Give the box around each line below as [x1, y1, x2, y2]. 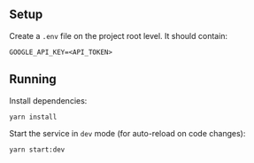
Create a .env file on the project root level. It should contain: [9, 30, 228, 41]
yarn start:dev [9, 145, 65, 154]
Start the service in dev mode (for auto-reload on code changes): [9, 128, 246, 138]
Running [9, 72, 58, 87]
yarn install [9, 113, 58, 121]
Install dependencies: [9, 95, 88, 105]
